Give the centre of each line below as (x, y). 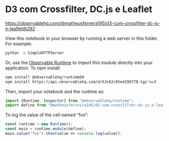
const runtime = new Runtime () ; (39, 124)
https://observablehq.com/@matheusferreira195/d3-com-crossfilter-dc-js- (83, 23)
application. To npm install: (33, 68)
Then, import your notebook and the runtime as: (55, 91)
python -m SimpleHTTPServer (35, 53)
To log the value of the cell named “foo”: (47, 115)
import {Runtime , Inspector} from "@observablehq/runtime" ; (70, 101)
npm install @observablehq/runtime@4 (45, 77)
